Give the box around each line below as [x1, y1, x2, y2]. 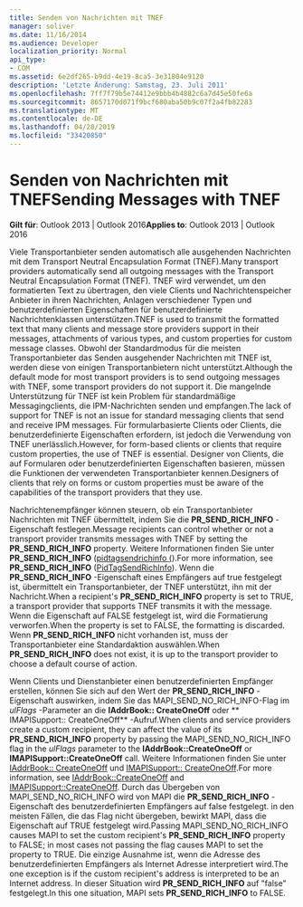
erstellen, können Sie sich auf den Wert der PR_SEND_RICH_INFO [9, 685, 255, 696]
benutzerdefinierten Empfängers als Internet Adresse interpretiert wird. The [9, 858, 289, 869]
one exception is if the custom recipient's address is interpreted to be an [9, 868, 280, 879]
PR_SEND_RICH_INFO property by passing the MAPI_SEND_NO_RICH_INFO [9, 733, 291, 744]
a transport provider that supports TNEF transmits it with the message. [9, 600, 273, 611]
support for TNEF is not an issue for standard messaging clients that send [9, 409, 285, 421]
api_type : [9, 55, 47, 64]
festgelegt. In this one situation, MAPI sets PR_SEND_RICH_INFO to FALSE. [9, 887, 287, 898]
